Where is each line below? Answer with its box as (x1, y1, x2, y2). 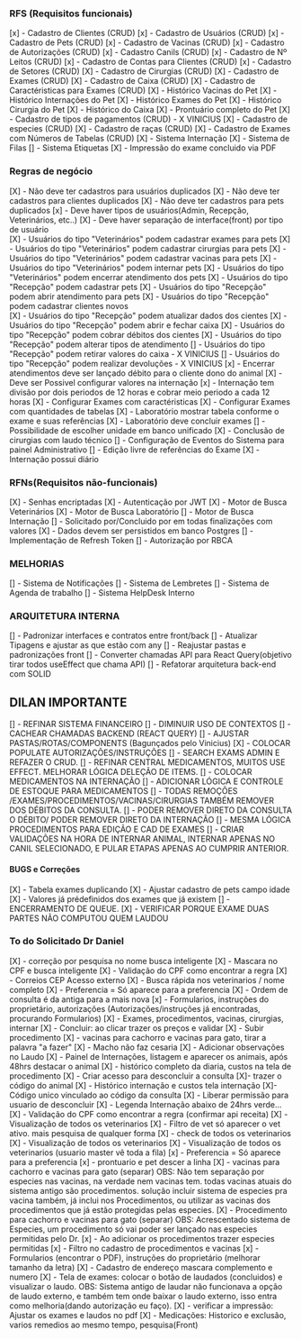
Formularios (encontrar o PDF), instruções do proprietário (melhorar (9, 1252, 261, 1263)
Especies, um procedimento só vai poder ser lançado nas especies (9, 1224, 258, 1234)
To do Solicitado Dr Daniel (9, 935, 124, 948)
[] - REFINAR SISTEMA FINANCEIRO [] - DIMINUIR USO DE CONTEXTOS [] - (9, 719, 292, 730)
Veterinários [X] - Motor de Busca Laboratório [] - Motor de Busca (9, 506, 254, 516)
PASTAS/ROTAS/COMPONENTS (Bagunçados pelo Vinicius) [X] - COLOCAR (9, 738, 291, 749)
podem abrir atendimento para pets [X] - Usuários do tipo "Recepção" (9, 291, 270, 302)
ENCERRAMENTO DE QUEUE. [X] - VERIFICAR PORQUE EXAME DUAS (9, 903, 270, 914)
